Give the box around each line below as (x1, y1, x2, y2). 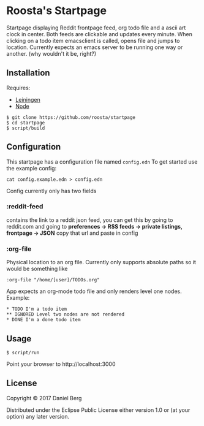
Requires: (6, 84, 31, 91)
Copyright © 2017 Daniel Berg (6, 394, 82, 401)
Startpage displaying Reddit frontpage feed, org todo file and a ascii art (6, 24, 186, 31)
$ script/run (6, 349, 40, 356)
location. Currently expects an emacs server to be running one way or (6, 44, 183, 51)
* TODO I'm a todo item (6, 306, 67, 313)
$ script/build (6, 125, 45, 131)
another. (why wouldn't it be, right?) (6, 50, 97, 57)
